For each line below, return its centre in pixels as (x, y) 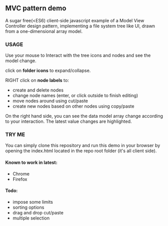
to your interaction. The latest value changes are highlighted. (69, 121)
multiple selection (31, 218)
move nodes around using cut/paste (50, 101)
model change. (21, 61)
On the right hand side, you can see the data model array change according (84, 116)
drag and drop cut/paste (38, 212)
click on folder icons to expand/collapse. (48, 71)
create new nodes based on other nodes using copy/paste (73, 106)
